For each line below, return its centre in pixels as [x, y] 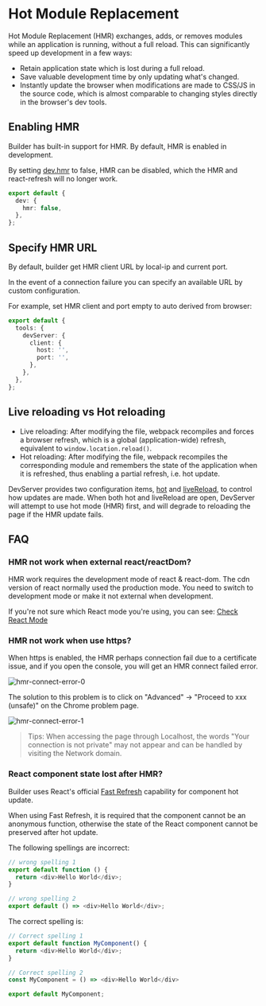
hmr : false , [42, 208]
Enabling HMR [44, 127]
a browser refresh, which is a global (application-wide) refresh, [123, 439]
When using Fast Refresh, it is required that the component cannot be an [127, 815]
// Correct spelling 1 [46, 936]
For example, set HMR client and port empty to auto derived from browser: [130, 306]
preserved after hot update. [53, 832]
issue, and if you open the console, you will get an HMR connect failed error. [133, 666]
